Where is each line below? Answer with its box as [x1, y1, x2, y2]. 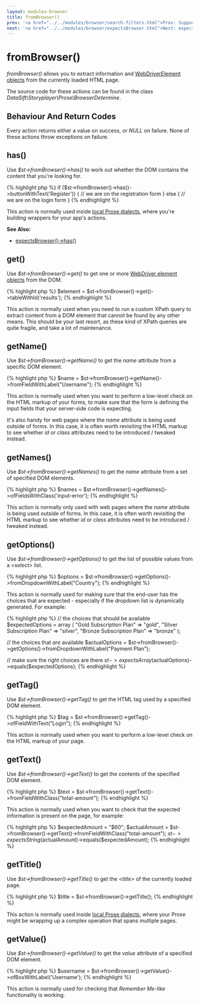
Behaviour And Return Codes [6, 111, 116, 121]
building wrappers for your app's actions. [6, 214, 107, 221]
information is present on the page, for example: [6, 812, 124, 819]
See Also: [6, 225, 31, 232]
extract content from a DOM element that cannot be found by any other [6, 312, 181, 319]
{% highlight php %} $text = [6, 788, 76, 795]
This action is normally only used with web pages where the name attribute [6, 504, 190, 511]
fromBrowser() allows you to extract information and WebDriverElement [6, 70, 181, 77]
